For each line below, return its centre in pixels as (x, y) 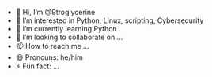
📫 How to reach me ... (52, 46)
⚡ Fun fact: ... (37, 66)
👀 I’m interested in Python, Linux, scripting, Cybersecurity (110, 20)
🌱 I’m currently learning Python (66, 29)
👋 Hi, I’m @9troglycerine (55, 12)
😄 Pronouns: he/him (49, 57)
